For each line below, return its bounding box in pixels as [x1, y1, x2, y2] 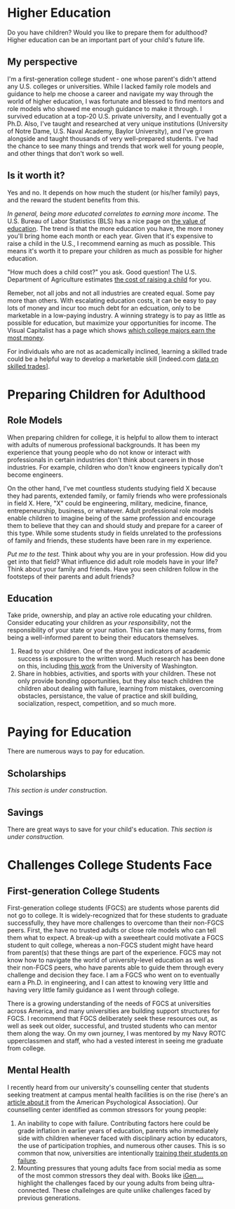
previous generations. [17, 1194, 81, 1202]
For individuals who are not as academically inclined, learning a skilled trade [7, 347, 228, 355]
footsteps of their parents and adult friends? [7, 572, 135, 581]
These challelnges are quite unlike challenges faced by [52, 1186, 211, 1194]
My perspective [7, 56, 78, 68]
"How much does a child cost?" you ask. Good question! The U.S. [7, 267, 197, 276]
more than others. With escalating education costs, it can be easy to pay [7, 296, 217, 305]
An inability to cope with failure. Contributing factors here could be [17, 1118, 210, 1128]
